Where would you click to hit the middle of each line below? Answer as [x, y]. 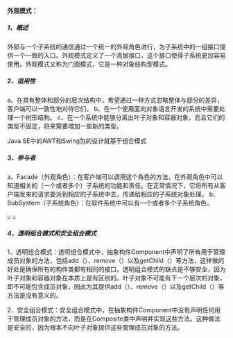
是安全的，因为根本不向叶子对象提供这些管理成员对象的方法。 [95, 328]
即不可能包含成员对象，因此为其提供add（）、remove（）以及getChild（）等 [116, 287]
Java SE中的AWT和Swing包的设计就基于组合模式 [77, 141]
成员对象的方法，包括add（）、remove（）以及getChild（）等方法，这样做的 [116, 261]
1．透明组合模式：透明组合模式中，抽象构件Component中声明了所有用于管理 [116, 252]
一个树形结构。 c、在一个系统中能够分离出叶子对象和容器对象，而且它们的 [119, 117]
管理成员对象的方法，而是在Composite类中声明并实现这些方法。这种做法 [116, 319]
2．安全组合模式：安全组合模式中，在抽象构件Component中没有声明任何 [111, 310]
